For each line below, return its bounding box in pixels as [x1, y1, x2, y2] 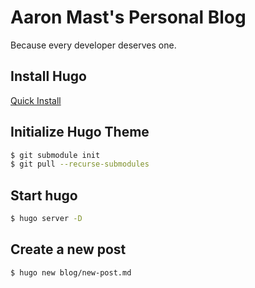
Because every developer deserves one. [10, 39, 177, 51]
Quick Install [10, 94, 62, 106]
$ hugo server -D [10, 214, 83, 224]
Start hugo [10, 187, 78, 204]
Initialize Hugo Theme [10, 124, 150, 141]
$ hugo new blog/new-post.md [10, 267, 132, 278]
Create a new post [10, 241, 127, 258]
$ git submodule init [10, 150, 101, 160]
